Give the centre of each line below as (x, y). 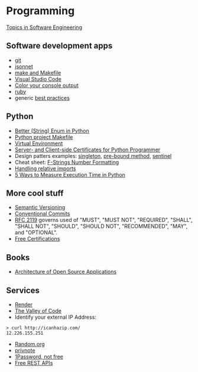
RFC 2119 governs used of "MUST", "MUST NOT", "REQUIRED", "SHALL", (103, 220)
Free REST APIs (34, 363)
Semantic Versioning (40, 208)
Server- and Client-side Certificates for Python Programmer (87, 150)
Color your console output (46, 85)
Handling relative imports (45, 168)
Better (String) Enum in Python (52, 131)
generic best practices (42, 98)
